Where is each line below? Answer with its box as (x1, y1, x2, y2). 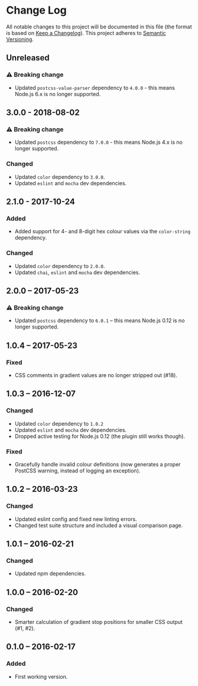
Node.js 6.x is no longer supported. (14, 90, 101, 98)
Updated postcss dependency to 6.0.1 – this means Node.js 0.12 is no (14, 317, 185, 324)
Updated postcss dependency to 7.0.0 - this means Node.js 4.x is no (14, 139, 183, 146)
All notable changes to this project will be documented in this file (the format (6, 23, 192, 30)
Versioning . (6, 36, 34, 43)
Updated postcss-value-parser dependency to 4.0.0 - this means (14, 84, 176, 91)
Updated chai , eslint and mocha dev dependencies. (14, 269, 141, 276)
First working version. (14, 673, 68, 680)
